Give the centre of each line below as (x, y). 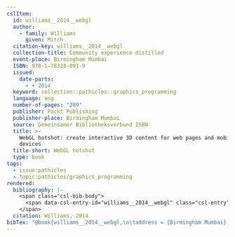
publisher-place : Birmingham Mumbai (66, 118)
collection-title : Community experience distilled (88, 53)
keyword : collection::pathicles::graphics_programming (95, 92)
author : (24, 27)
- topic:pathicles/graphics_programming (73, 177)
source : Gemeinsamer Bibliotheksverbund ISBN (81, 124)
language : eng (33, 99)
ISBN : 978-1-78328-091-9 (49, 66)
